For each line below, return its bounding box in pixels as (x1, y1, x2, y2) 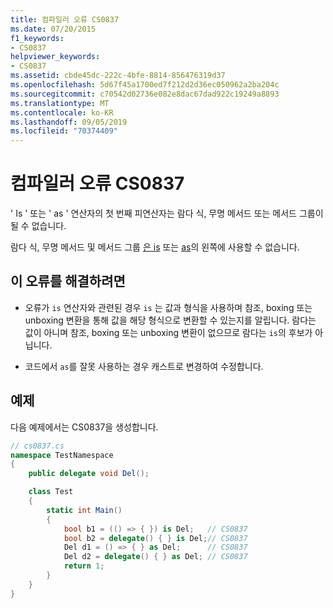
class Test (28, 487, 74, 497)
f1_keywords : (10, 33, 65, 43)
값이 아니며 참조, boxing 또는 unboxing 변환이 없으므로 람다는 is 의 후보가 (24, 326, 313, 338)
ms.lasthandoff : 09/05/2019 (10, 117, 128, 127)
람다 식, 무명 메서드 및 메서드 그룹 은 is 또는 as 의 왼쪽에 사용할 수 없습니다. (10, 241, 300, 253)
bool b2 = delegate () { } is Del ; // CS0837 (63, 533, 248, 543)
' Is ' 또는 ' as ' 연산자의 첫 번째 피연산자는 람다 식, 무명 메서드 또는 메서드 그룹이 (10, 207, 324, 220)
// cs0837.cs (10, 441, 65, 451)
